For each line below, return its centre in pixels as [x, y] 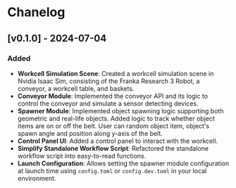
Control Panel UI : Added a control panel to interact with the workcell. [118, 141]
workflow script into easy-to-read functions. [82, 156]
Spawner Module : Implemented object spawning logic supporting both [120, 111]
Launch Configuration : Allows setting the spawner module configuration [123, 163]
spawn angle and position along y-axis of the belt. [90, 133]
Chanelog [36, 12]
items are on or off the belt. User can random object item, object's [113, 126]
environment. [37, 178]
